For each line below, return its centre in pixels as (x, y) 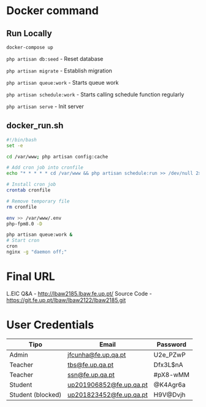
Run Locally (29, 33)
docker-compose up (30, 47)
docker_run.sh (35, 126)
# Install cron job (31, 185)
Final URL (31, 277)
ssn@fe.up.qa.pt (91, 374)
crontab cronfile (29, 190)
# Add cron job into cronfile (45, 168)
